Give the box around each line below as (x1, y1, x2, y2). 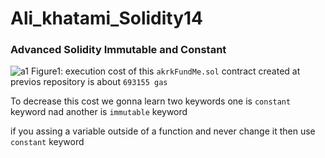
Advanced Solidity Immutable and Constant (10, 43, 227, 57)
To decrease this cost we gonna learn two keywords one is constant (10, 95, 292, 107)
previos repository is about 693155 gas (10, 76, 168, 88)
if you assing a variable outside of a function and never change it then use (10, 125, 316, 137)
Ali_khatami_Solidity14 (10, 7, 204, 30)
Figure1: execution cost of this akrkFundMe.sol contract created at (30, 65, 301, 77)
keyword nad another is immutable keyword (10, 106, 188, 118)
